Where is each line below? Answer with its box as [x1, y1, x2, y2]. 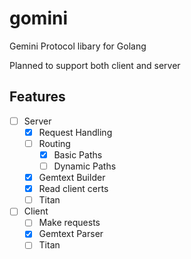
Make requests [38, 217, 101, 229]
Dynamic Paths [53, 160, 117, 172]
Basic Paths [53, 148, 103, 161]
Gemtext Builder [38, 172, 106, 184]
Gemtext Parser [38, 228, 104, 240]
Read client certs [38, 183, 109, 195]
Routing [38, 137, 71, 149]
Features [9, 88, 66, 106]
